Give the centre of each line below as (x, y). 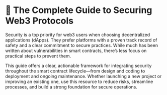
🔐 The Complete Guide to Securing (79, 10)
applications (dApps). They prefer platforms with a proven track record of (81, 40)
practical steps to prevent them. (38, 56)
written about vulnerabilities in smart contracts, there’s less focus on (76, 50)
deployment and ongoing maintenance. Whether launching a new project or (83, 76)
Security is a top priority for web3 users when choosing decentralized (77, 34)
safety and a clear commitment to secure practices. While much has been (82, 45)
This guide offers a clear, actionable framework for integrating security (78, 65)
